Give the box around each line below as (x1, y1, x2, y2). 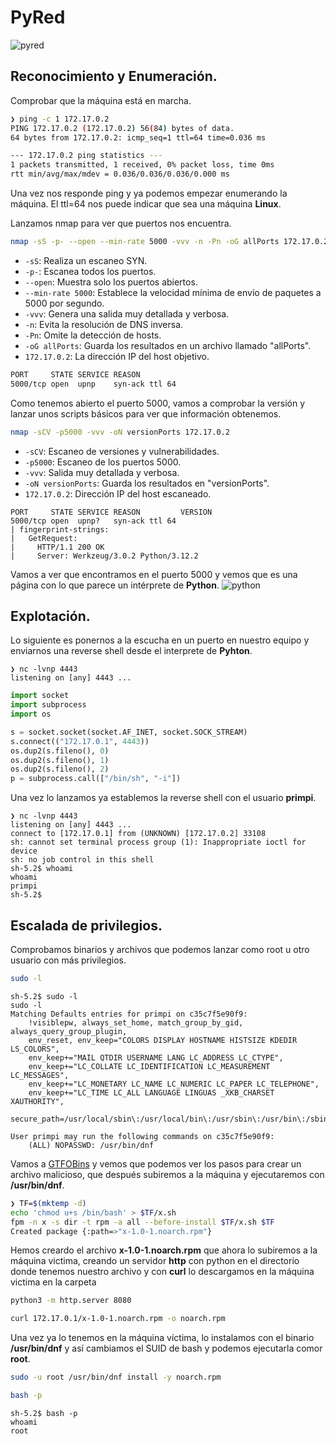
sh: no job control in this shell (10, 855, 155, 865)
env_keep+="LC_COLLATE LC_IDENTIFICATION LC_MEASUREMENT (28, 1061, 271, 1071)
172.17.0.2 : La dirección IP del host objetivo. (24, 350, 210, 362)
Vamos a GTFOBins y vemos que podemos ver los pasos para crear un (10, 1157, 302, 1170)
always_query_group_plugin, (10, 1026, 128, 1036)
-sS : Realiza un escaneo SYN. (24, 254, 148, 266)
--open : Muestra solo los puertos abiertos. (24, 276, 198, 288)
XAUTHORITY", (10, 1096, 65, 1106)
